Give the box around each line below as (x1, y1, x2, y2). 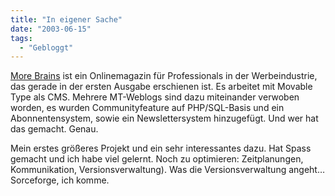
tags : (10, 33, 33, 43)
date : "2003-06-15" (10, 24, 92, 34)
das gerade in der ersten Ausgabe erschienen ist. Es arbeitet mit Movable (10, 81, 313, 93)
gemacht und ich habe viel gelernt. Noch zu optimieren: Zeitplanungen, (10, 153, 304, 165)
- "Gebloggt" (19, 42, 74, 53)
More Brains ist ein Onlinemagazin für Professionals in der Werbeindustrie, (10, 70, 318, 82)
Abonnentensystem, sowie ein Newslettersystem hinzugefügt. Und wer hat (10, 112, 319, 125)
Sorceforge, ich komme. (10, 174, 110, 186)
